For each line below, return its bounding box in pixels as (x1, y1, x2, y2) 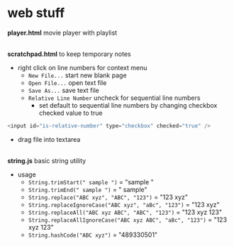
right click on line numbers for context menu (17, 63, 147, 72)
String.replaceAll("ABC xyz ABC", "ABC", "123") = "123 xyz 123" (28, 208, 222, 216)
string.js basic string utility (7, 156, 87, 164)
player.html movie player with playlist (7, 28, 118, 37)
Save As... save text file (28, 86, 99, 94)
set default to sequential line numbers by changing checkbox (38, 101, 218, 109)
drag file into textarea (17, 135, 81, 143)
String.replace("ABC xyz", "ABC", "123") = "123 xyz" (28, 193, 189, 201)
